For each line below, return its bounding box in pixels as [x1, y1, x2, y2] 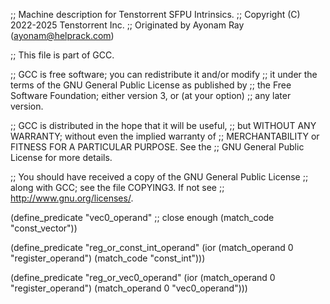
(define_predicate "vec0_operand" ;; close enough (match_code [10, 212, 275, 223]
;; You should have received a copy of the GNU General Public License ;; [10, 171, 309, 183]
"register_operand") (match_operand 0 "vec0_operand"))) [10, 282, 248, 294]
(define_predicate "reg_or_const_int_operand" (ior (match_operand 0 [10, 242, 294, 253]
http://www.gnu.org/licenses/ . [10, 192, 134, 204]
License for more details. [10, 152, 113, 163]
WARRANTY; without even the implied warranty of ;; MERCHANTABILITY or [10, 130, 320, 142]
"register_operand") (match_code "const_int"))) [10, 252, 206, 264]
